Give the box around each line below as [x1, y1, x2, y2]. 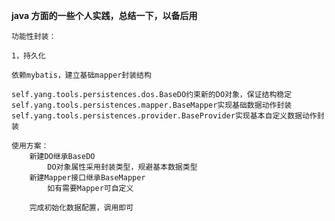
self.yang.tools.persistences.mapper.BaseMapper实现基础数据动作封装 [11, 100, 293, 110]
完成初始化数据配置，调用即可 [29, 203, 134, 213]
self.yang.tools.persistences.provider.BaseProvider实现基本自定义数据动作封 [11, 111, 325, 121]
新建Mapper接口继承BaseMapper [29, 173, 146, 183]
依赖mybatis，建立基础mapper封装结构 [11, 70, 152, 80]
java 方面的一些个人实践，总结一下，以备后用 [11, 10, 198, 21]
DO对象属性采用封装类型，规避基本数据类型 [47, 162, 198, 172]
